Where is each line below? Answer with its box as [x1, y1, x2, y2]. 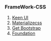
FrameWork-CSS [4, 3, 46, 10]
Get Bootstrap [11, 25, 41, 31]
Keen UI [11, 15, 28, 21]
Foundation [11, 31, 35, 37]
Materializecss [11, 20, 42, 26]
